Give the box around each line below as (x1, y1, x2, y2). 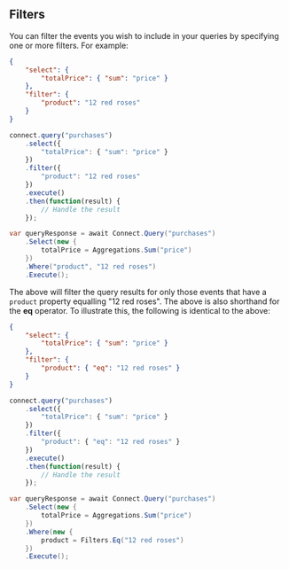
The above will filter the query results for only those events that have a (9, 286, 268, 297)
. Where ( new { (25, 527, 74, 536)
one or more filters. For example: (9, 40, 129, 51)
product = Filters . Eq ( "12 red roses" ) (41, 535, 184, 544)
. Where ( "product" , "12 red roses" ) (25, 261, 157, 271)
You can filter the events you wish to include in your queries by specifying (9, 30, 279, 41)
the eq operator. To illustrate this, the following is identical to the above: (9, 305, 270, 316)
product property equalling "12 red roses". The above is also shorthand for (9, 296, 280, 307)
